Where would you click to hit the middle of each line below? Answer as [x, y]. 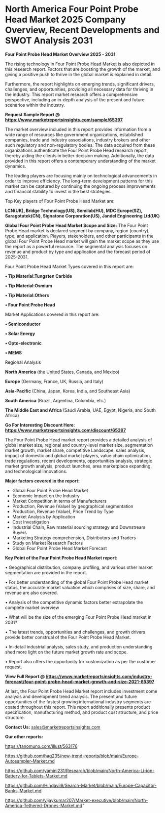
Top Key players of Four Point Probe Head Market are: [60, 201]
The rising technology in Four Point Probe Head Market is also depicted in [80, 64]
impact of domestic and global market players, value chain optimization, [78, 455]
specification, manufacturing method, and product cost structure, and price [82, 712]
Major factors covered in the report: [42, 481]
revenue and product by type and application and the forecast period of [78, 252]
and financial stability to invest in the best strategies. [58, 191]
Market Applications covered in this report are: [52, 314]
